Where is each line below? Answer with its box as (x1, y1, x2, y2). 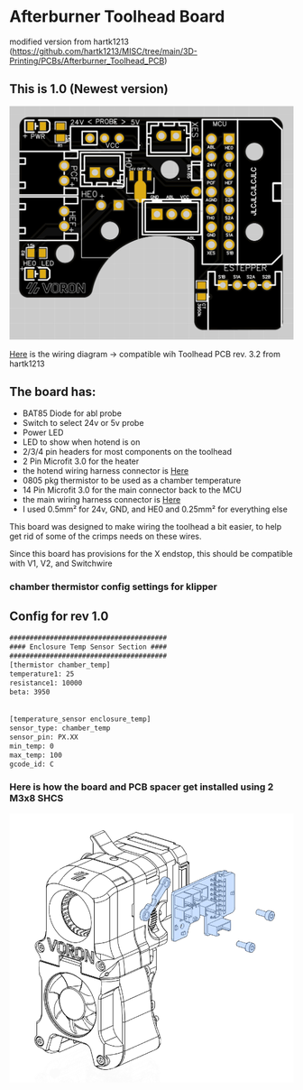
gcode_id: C (9, 760, 54, 769)
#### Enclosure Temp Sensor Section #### (9, 642, 168, 651)
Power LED (22, 427, 64, 439)
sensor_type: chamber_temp (9, 724, 111, 733)
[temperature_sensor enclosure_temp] (9, 715, 151, 724)
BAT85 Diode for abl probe (22, 408, 122, 419)
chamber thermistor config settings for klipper (9, 580, 218, 593)
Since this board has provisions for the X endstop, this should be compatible (9, 549, 293, 559)
